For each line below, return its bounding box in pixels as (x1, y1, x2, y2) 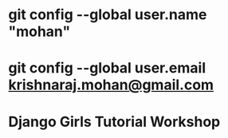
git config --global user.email (8, 59, 206, 77)
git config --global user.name (8, 6, 207, 24)
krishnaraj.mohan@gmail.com (8, 76, 214, 94)
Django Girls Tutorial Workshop (8, 112, 221, 131)
